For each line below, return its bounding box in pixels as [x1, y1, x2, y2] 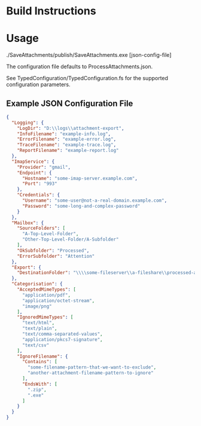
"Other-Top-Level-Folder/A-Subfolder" [22, 236, 119, 243]
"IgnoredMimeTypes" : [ [17, 314, 74, 321]
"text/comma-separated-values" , [22, 331, 103, 337]
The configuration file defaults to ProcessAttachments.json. [6, 63, 153, 70]
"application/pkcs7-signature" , [22, 336, 103, 342]
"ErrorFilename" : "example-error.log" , [17, 136, 117, 142]
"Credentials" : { [17, 192, 60, 198]
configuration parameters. [6, 81, 71, 88]
